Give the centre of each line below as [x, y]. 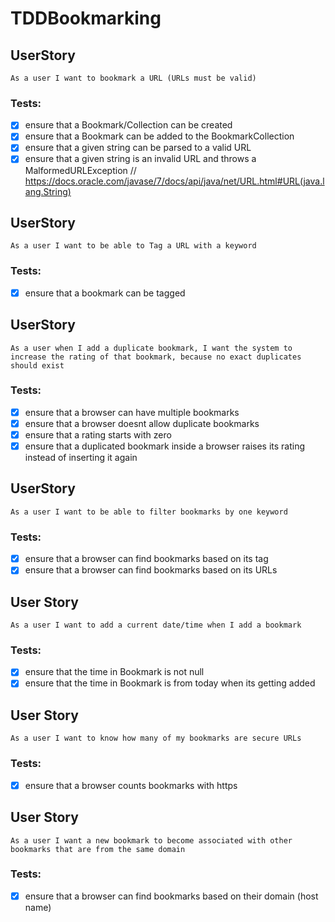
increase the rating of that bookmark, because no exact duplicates [156, 357]
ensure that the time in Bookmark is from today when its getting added [170, 683]
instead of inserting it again [81, 458]
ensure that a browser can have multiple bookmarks [132, 412]
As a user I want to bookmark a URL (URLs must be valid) [133, 78]
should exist [37, 365]
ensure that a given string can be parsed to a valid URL [138, 148]
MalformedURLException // [80, 170]
